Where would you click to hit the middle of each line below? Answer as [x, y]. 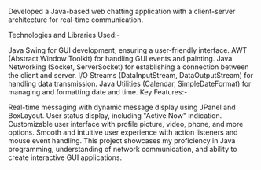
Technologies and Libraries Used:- [64, 35]
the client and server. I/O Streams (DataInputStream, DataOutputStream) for [131, 75]
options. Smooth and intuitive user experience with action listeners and [123, 132]
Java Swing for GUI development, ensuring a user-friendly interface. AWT [128, 50]
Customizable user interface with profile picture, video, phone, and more [126, 124]
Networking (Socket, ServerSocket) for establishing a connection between [129, 67]
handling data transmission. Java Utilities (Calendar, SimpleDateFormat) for [130, 83]
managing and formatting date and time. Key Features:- [98, 92]
